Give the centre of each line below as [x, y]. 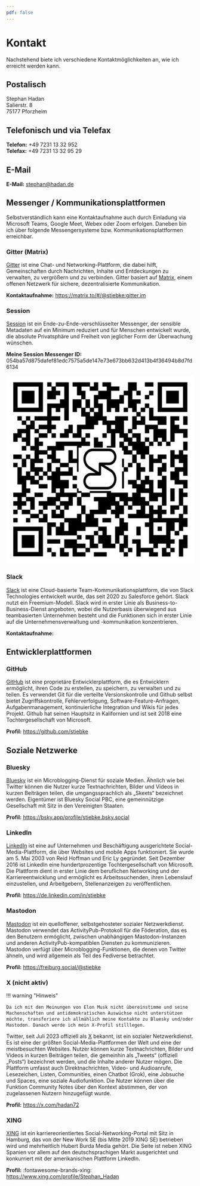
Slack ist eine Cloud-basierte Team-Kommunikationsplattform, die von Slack [100, 590]
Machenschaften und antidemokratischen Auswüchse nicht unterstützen [95, 1013]
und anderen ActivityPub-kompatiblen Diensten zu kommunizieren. [89, 942]
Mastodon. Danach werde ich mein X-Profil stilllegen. [76, 1025]
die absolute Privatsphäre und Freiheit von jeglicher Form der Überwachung [99, 337]
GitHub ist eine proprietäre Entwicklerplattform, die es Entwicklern [87, 682]
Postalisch [26, 84]
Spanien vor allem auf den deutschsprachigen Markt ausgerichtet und [92, 1153]
